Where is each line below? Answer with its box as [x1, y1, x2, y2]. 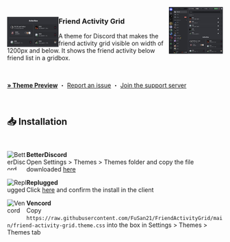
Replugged [26, 178, 58, 187]
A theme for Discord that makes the [58, 32, 159, 40]
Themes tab [7, 228, 41, 237]
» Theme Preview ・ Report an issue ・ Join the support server [7, 82, 187, 90]
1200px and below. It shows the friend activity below [7, 47, 155, 55]
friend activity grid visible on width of [58, 39, 164, 47]
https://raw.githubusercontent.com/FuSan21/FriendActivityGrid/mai [26, 215, 223, 222]
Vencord [26, 199, 51, 208]
